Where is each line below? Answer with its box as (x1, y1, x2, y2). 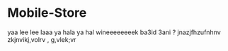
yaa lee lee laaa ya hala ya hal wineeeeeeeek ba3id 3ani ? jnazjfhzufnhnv (7, 28, 221, 36)
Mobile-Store (7, 5, 87, 21)
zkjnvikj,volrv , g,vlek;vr (7, 35, 76, 43)
